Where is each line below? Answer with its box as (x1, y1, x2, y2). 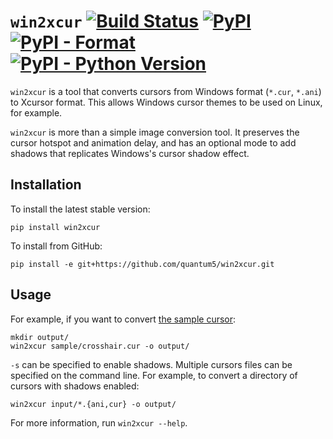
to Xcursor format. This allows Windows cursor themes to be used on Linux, (10, 96, 323, 108)
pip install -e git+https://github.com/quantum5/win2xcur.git (10, 259, 275, 269)
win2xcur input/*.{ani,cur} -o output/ (10, 399, 177, 409)
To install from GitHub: (10, 240, 103, 252)
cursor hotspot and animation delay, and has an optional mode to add (10, 136, 297, 149)
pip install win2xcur (10, 222, 101, 232)
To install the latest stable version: (10, 203, 151, 215)
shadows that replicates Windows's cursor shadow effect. (10, 147, 250, 159)
